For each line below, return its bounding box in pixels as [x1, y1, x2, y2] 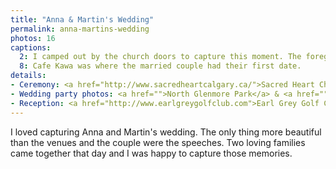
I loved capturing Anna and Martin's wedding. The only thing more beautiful [10, 126, 322, 138]
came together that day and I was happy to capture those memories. [10, 147, 293, 159]
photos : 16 [10, 33, 56, 43]
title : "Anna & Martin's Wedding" [10, 14, 155, 25]
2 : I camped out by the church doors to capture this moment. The [19, 52, 302, 62]
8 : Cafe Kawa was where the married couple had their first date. [19, 61, 302, 71]
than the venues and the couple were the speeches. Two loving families [10, 136, 306, 148]
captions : [10, 42, 52, 53]
